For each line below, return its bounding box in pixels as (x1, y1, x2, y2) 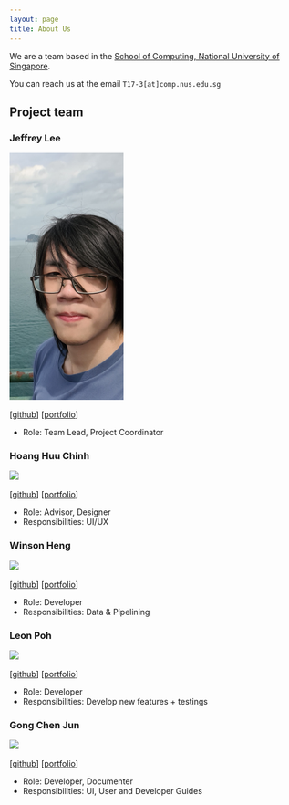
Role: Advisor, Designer (22, 507, 111, 517)
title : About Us (9, 24, 71, 34)
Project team (9, 104, 84, 120)
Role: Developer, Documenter (22, 776, 134, 787)
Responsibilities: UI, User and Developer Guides (22, 786, 203, 797)
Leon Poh (9, 629, 52, 642)
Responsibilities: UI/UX (22, 517, 109, 528)
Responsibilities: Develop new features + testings (22, 696, 208, 707)
